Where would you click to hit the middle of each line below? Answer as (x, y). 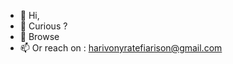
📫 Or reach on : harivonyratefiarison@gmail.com (121, 48)
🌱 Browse (39, 36)
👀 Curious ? (43, 26)
